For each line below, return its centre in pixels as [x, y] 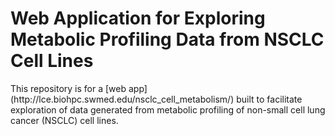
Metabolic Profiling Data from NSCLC [167, 39]
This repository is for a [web [68, 88]
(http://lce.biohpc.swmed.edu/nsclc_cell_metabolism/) [122, 99]
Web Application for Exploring [138, 18]
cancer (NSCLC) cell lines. [64, 120]
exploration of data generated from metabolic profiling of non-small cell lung [168, 109]
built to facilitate [269, 99]
